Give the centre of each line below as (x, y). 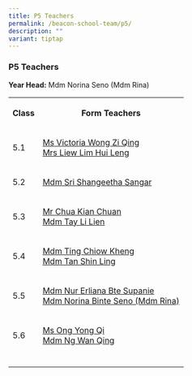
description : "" (36, 31)
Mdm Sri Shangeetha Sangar (97, 182)
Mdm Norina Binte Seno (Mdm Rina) (111, 300)
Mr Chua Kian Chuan (82, 211)
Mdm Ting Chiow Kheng (89, 251)
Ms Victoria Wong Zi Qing (91, 142)
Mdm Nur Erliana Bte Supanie (98, 291)
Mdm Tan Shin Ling (79, 261)
